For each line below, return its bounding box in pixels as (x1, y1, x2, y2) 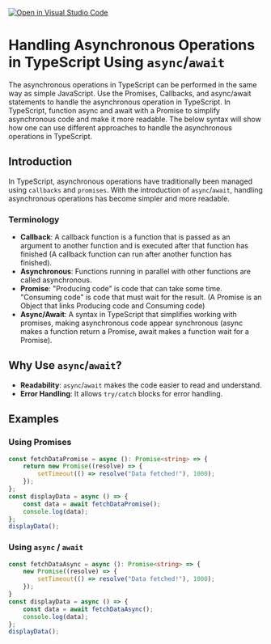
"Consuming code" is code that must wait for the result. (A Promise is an (19, 292, 262, 303)
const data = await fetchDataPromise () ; (23, 500, 161, 508)
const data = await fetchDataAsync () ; (23, 605, 154, 613)
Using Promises (8, 437, 72, 448)
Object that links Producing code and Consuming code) (19, 301, 205, 311)
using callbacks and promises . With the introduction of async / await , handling (8, 184, 263, 194)
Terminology (8, 214, 60, 225)
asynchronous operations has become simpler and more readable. (8, 193, 231, 203)
